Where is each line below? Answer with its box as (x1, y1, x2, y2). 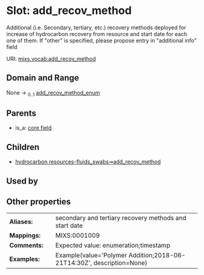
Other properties (6, 196, 71, 207)
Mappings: (9, 231, 41, 240)
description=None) (93, 259, 148, 267)
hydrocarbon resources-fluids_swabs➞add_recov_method (15, 158, 161, 165)
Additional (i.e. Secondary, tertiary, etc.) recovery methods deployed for (6, 24, 186, 31)
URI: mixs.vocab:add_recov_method (6, 55, 96, 62)
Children (6, 141, 39, 152)
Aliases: (9, 218, 33, 226)
